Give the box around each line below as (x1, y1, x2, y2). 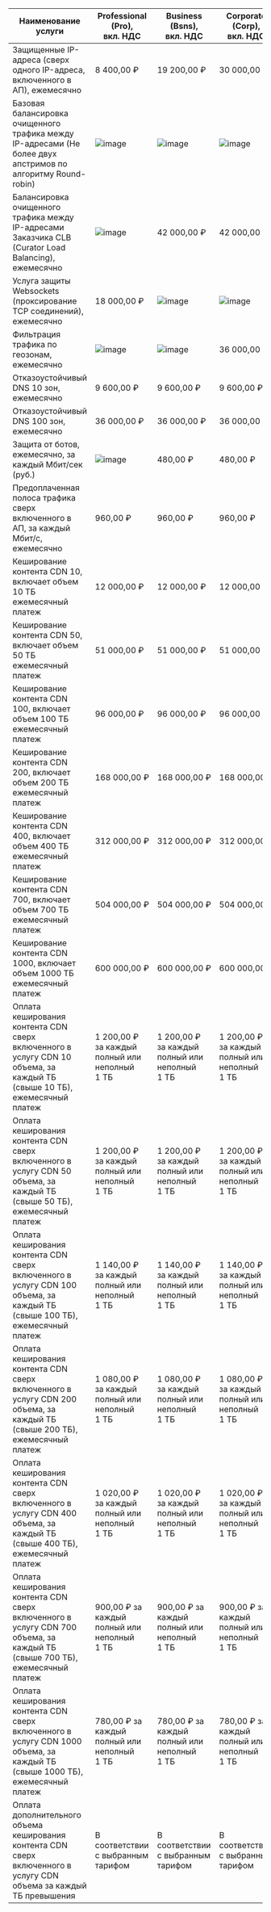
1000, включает (12, 958, 77, 968)
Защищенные (12, 44, 66, 55)
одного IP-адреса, (12, 65, 85, 75)
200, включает (12, 767, 71, 778)
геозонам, (12, 349, 52, 360)
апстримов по (12, 158, 68, 169)
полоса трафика (12, 493, 77, 503)
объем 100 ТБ (12, 714, 69, 724)
